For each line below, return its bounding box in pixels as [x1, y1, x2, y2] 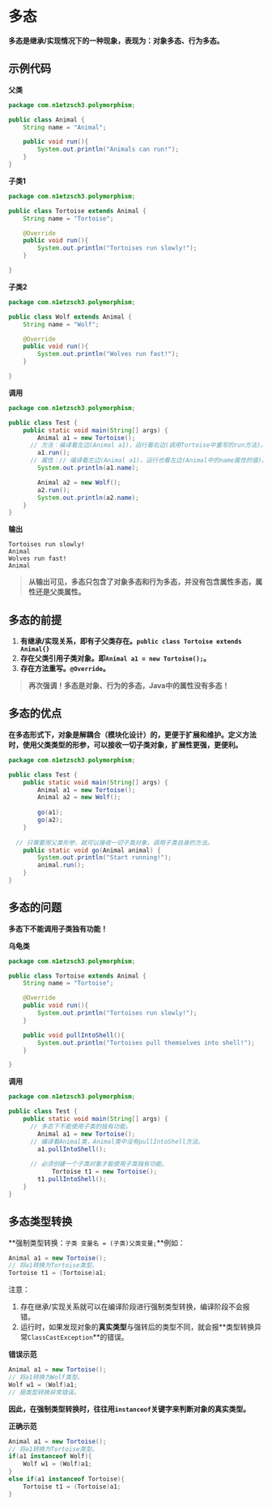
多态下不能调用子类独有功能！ [8, 923, 108, 933]
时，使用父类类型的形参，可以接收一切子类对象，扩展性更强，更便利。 [8, 739, 243, 750]
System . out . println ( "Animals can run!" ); [37, 145, 180, 154]
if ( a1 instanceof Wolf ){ [8, 1453, 92, 1461]
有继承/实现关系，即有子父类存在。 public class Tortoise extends [19, 636, 242, 646]
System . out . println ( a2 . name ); [37, 494, 139, 502]
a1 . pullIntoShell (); [37, 1144, 107, 1153]
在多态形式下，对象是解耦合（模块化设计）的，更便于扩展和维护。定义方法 [8, 729, 257, 739]
